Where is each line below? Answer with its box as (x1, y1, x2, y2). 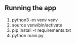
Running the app (4, 4, 56, 12)
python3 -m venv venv (11, 17, 58, 22)
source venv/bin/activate (11, 22, 63, 28)
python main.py (11, 32, 44, 38)
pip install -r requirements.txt (11, 27, 71, 33)
